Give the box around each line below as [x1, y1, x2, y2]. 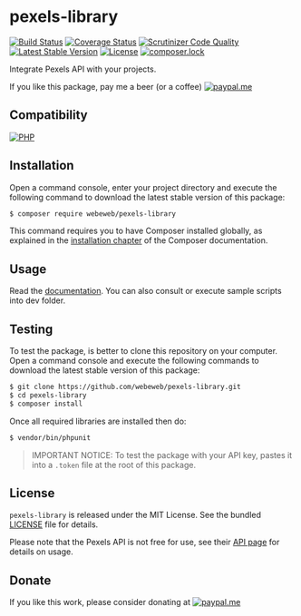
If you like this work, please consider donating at [9, 597, 190, 608]
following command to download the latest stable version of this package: [9, 191, 286, 202]
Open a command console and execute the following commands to [9, 356, 260, 367]
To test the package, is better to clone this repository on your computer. [9, 346, 278, 357]
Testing [9, 321, 53, 337]
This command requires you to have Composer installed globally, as [9, 225, 263, 237]
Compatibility [9, 107, 88, 123]
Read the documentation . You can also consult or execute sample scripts [9, 286, 283, 297]
